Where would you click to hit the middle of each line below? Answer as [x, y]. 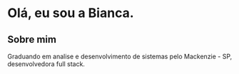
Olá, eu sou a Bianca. [71, 13]
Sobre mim [32, 39]
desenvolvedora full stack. [46, 64]
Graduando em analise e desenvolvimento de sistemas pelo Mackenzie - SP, [120, 56]
